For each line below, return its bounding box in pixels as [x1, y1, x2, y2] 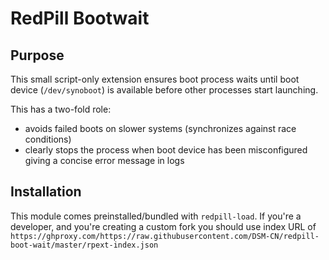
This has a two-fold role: [10, 103, 112, 115]
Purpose [10, 47, 65, 64]
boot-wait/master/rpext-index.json [10, 240, 159, 250]
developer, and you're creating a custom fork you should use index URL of [10, 220, 317, 232]
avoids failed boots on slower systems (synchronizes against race [24, 123, 297, 134]
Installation [10, 183, 82, 201]
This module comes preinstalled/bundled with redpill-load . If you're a [10, 210, 302, 222]
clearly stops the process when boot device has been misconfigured [24, 144, 308, 156]
